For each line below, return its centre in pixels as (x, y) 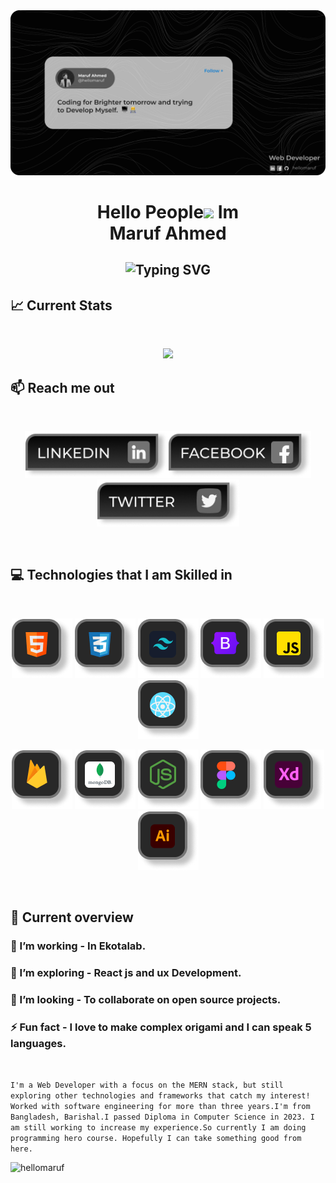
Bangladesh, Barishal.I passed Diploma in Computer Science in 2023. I (162, 1117)
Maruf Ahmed (168, 233)
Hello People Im (168, 212)
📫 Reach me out (62, 387)
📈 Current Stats (61, 305)
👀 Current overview (72, 917)
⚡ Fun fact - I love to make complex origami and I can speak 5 (161, 1027)
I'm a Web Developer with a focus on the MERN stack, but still (147, 1085)
